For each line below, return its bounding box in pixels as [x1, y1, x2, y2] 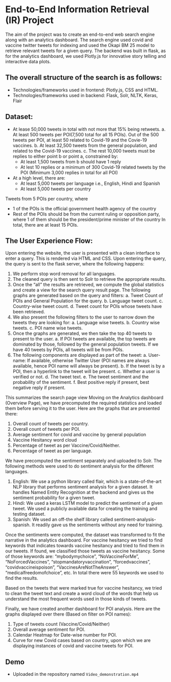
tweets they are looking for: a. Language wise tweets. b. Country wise [12, 320, 160, 326]
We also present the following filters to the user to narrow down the [12, 314, 155, 320]
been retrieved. [12, 309, 45, 315]
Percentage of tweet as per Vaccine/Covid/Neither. [12, 443, 120, 449]
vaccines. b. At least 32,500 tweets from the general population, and [12, 142, 157, 149]
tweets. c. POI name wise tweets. [12, 325, 83, 331]
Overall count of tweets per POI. [12, 426, 81, 432]
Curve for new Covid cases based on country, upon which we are [12, 637, 151, 644]
